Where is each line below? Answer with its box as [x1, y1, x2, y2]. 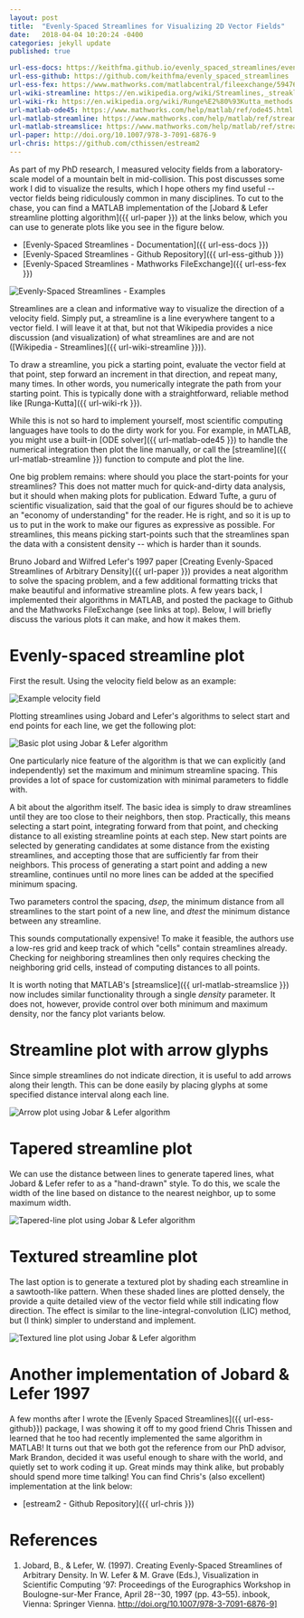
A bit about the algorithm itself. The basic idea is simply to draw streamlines [9, 801, 292, 812]
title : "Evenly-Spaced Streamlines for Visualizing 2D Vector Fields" [9, 22, 285, 31]
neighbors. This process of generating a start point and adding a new [9, 859, 268, 870]
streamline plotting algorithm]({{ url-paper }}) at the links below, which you [9, 212, 288, 223]
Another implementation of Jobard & [9, 1364, 290, 1384]
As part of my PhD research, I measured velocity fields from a [9, 164, 240, 175]
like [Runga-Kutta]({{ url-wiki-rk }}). [9, 397, 143, 408]
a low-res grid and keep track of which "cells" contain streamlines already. [9, 943, 288, 953]
